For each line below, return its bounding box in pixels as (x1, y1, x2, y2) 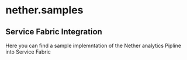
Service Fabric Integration (5, 27, 103, 37)
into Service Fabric (5, 48, 51, 55)
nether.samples (5, 3, 84, 17)
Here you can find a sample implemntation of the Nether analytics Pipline (5, 42, 182, 49)
